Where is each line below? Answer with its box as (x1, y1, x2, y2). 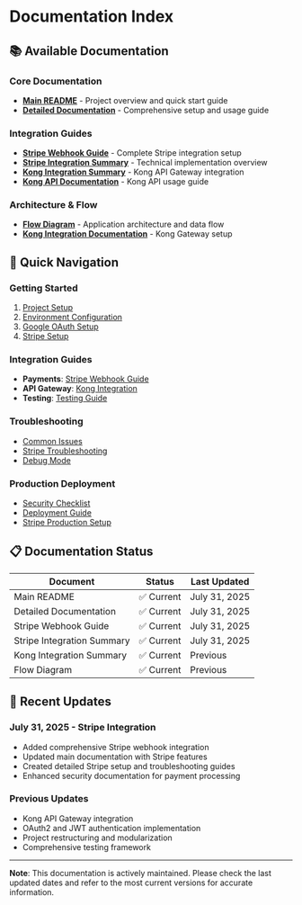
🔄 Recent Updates (9, 694, 112, 710)
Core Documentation (9, 75, 102, 87)
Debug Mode (22, 454, 72, 465)
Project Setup (22, 302, 74, 313)
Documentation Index (9, 6, 173, 27)
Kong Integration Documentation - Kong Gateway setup (22, 228, 233, 239)
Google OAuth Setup (22, 321, 99, 332)
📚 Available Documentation (9, 43, 169, 58)
